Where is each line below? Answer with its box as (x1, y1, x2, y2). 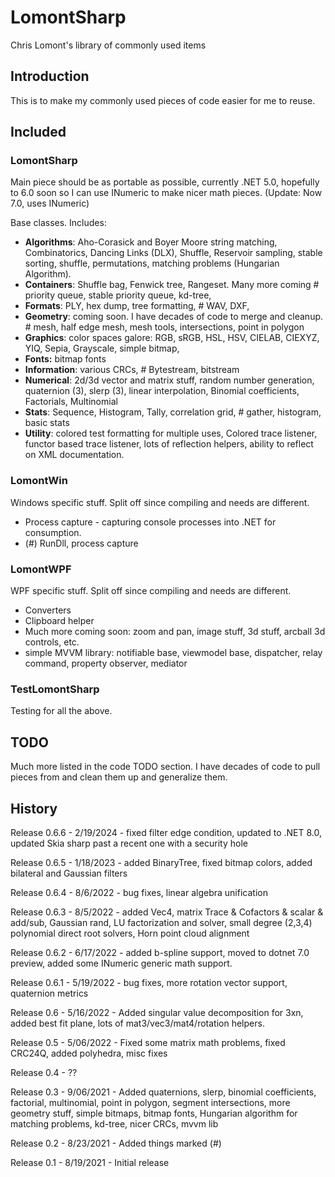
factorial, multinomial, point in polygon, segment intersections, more (10, 1096, 291, 1108)
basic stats (24, 417, 70, 429)
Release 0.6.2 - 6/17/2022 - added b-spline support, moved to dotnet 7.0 (10, 946, 310, 958)
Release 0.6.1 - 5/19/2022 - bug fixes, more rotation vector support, (10, 976, 288, 988)
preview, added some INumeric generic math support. (10, 957, 233, 969)
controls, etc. (24, 636, 80, 648)
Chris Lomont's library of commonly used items (10, 39, 207, 51)
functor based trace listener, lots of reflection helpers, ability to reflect (24, 438, 314, 450)
